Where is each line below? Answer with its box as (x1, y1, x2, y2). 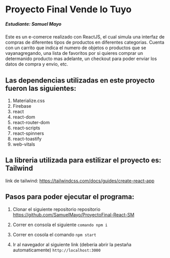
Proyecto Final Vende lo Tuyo (5, 4, 132, 15)
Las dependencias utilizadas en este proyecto (5, 76, 155, 85)
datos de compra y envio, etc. (5, 61, 68, 67)
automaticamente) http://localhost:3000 (12, 247, 101, 253)
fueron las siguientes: (5, 84, 77, 93)
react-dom (12, 114, 35, 120)
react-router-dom (12, 119, 50, 125)
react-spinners (12, 130, 45, 136)
